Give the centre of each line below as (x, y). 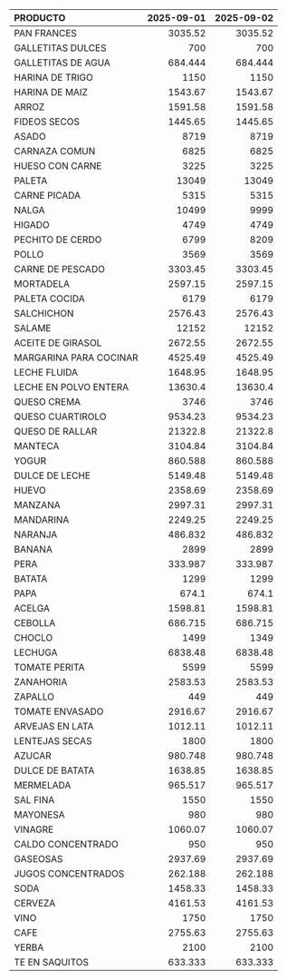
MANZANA (37, 505)
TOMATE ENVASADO (59, 711)
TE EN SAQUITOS (51, 962)
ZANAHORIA (41, 682)
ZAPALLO (34, 696)
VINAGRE (34, 829)
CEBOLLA (35, 623)
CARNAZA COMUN (55, 151)
